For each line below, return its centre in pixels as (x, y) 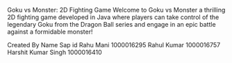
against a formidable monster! (50, 32)
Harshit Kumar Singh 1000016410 (55, 52)
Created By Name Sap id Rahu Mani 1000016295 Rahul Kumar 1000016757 (114, 45)
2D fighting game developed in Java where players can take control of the (113, 17)
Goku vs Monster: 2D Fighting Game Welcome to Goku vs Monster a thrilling (116, 10)
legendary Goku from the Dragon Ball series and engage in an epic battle (112, 24)
